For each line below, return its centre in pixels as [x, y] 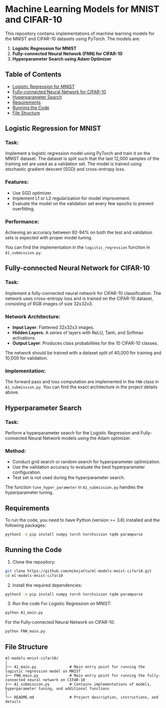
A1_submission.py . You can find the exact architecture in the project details [81, 387]
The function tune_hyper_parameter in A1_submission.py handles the [74, 487]
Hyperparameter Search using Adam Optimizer [62, 59]
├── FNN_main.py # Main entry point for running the [75, 675]
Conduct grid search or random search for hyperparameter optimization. [86, 462]
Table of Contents [33, 75]
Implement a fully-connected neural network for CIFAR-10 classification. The [83, 293]
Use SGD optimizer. [32, 193]
